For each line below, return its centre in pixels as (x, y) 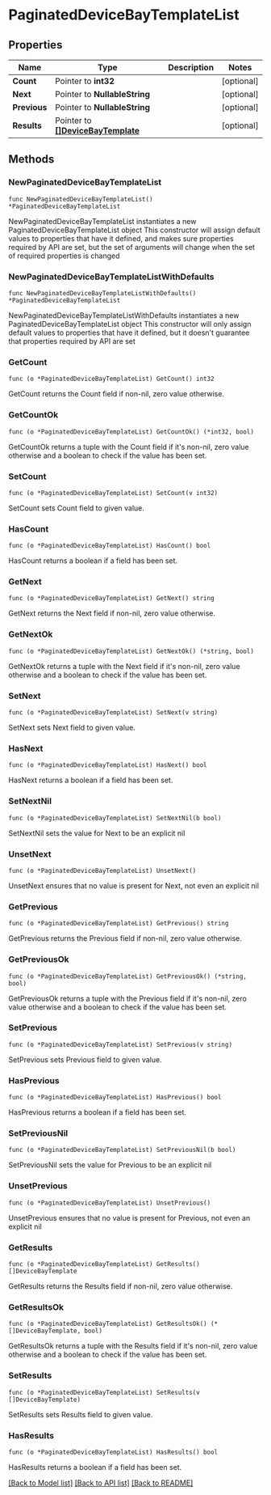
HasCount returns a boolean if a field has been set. (93, 561)
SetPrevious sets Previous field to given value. (85, 1059)
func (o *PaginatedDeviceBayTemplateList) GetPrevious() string (119, 924)
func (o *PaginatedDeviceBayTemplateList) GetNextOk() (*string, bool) (131, 651)
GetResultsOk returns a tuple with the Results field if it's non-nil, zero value (133, 1346)
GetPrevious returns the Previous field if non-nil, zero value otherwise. (125, 938)
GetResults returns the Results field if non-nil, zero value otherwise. (121, 1286)
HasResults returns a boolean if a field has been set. (95, 1467)
